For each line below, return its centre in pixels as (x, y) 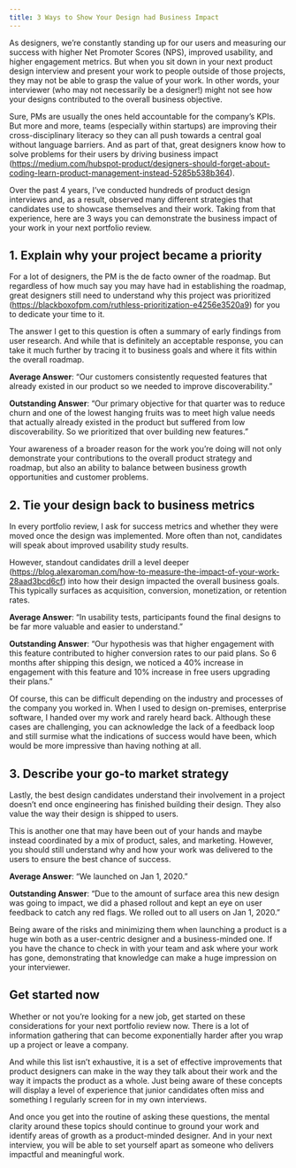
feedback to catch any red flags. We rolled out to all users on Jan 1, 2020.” (145, 913)
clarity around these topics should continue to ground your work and (134, 1125)
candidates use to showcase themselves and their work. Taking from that (142, 208)
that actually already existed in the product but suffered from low (127, 423)
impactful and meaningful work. (67, 1154)
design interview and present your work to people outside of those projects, (147, 71)
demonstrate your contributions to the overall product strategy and (131, 458)
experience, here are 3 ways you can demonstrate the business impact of (143, 218)
